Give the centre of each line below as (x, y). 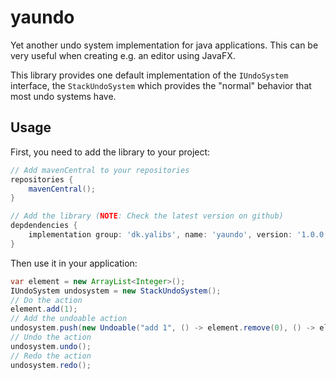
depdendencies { (44, 226)
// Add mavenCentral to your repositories (100, 170)
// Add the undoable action (69, 319)
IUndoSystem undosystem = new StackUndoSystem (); (116, 291)
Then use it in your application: (74, 263)
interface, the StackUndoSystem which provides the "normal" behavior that (161, 85)
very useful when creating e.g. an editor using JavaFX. (123, 55)
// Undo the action (51, 337)
